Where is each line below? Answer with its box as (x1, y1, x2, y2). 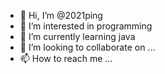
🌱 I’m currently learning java (19, 31, 136, 42)
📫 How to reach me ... (19, 53, 113, 64)
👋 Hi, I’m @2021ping (19, 10, 103, 21)
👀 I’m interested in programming (19, 20, 153, 32)
